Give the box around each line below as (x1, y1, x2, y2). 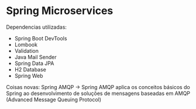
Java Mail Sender (14, 53, 57, 60)
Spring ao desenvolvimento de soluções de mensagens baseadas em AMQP (6, 90, 191, 97)
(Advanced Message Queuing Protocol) (6, 96, 101, 103)
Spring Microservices (6, 4, 114, 18)
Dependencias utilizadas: (6, 23, 67, 30)
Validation (14, 47, 39, 54)
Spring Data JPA (14, 60, 54, 67)
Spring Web (14, 72, 43, 79)
